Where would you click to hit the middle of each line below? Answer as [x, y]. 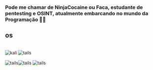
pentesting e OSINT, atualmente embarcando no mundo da [77, 13]
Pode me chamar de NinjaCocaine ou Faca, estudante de [74, 7]
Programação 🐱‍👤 [26, 20]
